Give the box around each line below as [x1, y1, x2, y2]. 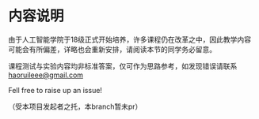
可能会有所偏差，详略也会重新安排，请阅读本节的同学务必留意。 [8, 44, 216, 54]
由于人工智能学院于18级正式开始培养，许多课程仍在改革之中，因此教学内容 [8, 35, 252, 44]
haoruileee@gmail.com [8, 70, 84, 80]
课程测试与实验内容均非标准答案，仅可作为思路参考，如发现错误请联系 [8, 61, 238, 71]
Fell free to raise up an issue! [8, 85, 103, 95]
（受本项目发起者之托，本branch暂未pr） [8, 102, 143, 111]
